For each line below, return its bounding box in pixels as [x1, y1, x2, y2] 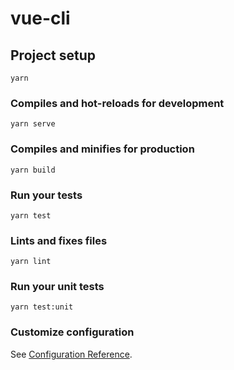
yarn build [10, 165, 56, 175]
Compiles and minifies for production [10, 142, 195, 156]
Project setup [10, 47, 97, 64]
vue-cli [10, 7, 71, 30]
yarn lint [10, 257, 52, 267]
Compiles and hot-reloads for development [10, 96, 225, 110]
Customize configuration [10, 325, 135, 339]
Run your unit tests [10, 280, 105, 294]
